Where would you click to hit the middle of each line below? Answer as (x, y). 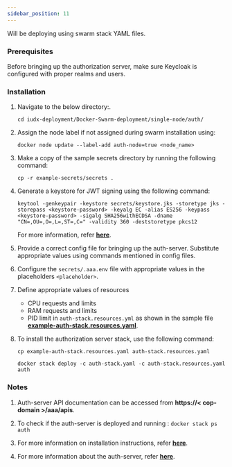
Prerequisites (30, 51)
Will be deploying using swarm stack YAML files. (77, 33)
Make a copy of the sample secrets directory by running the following (116, 158)
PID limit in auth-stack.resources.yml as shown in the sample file (120, 318)
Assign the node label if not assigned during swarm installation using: (116, 133)
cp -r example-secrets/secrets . (65, 178)
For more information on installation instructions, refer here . (102, 443)
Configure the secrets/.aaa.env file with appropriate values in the (111, 269)
